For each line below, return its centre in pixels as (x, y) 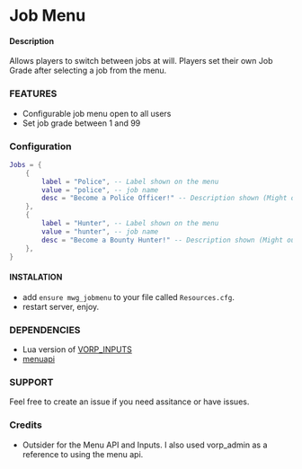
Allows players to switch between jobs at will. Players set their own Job (141, 61)
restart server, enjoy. (61, 306)
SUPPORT (31, 382)
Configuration (40, 146)
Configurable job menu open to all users (97, 113)
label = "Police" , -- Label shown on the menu (130, 181)
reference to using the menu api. (83, 454)
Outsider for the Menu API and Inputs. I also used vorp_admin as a (145, 445)
